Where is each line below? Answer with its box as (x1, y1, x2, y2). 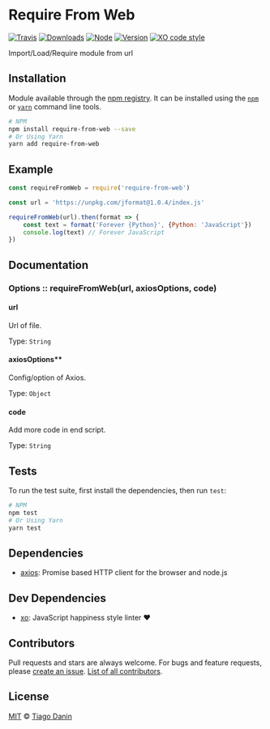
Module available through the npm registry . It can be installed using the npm (8, 93, 259, 103)
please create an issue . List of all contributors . (8, 666, 163, 676)
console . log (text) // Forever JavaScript (23, 228, 165, 237)
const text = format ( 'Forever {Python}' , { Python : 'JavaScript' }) (23, 220, 252, 228)
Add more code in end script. (8, 425, 106, 435)
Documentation (8, 258, 89, 272)
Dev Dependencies (8, 591, 107, 605)
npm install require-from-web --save (8, 125, 136, 133)
